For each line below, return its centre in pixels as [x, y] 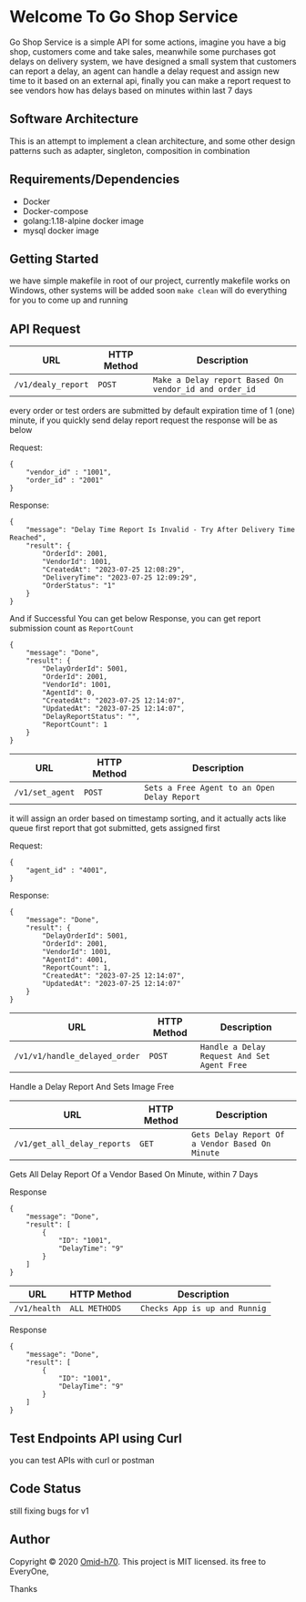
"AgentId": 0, [69, 693]
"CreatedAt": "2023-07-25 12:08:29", [113, 570]
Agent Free [224, 1065]
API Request [45, 329]
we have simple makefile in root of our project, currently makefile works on [150, 281]
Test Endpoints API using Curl [96, 1438]
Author [30, 1540]
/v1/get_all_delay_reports [72, 1144]
